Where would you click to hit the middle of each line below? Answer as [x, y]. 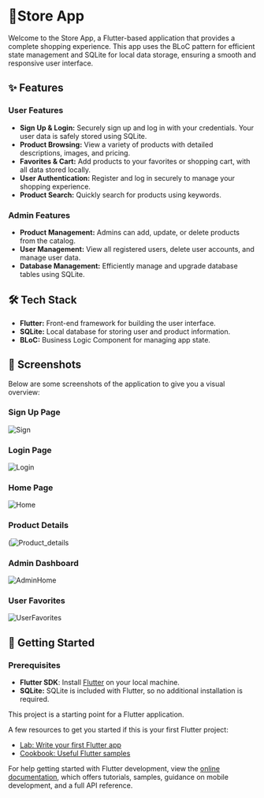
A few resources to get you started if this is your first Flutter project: [118, 730]
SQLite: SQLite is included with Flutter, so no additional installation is [131, 691]
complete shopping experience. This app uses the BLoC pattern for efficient [132, 46]
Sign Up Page [34, 412]
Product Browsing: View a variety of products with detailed [116, 144]
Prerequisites [34, 665]
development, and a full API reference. [71, 785]
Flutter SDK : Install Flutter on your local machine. [99, 683]
